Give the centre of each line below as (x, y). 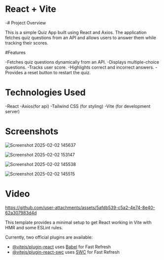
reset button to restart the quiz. (59, 72)
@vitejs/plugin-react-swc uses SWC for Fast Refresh (66, 252)
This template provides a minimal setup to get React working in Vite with (78, 222)
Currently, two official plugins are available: (49, 237)
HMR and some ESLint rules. (34, 227)
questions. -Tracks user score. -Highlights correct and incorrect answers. (80, 67)
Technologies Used (46, 93)
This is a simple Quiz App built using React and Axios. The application (76, 32)
